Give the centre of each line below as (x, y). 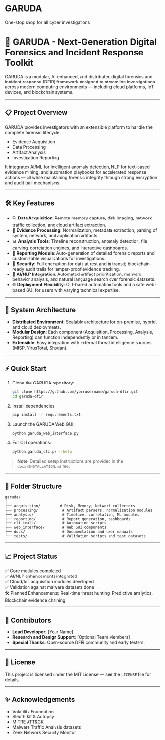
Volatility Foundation (33, 711)
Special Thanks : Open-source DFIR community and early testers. (79, 642)
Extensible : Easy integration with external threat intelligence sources (82, 343)
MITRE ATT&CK (28, 722)
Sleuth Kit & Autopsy (33, 716)
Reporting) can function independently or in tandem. (65, 337)
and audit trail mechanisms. (33, 183)
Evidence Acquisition (33, 142)
